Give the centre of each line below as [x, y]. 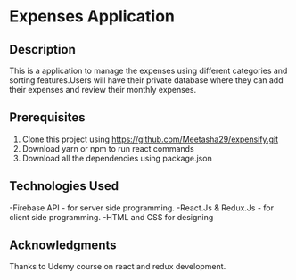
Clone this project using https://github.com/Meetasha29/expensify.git [150, 139]
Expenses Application [92, 16]
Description [42, 49]
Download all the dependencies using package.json [117, 158]
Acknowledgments [63, 246]
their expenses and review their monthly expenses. [103, 90]
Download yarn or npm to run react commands [108, 148]
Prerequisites [47, 118]
